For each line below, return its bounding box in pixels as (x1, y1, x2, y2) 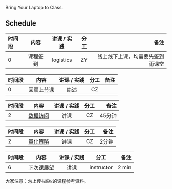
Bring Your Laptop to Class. (5, 5, 63, 10)
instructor (89, 163, 113, 171)
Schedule (5, 19, 37, 28)
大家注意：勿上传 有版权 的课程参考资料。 (5, 178, 89, 184)
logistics (52, 56, 72, 63)
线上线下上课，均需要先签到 (97, 53, 164, 60)
